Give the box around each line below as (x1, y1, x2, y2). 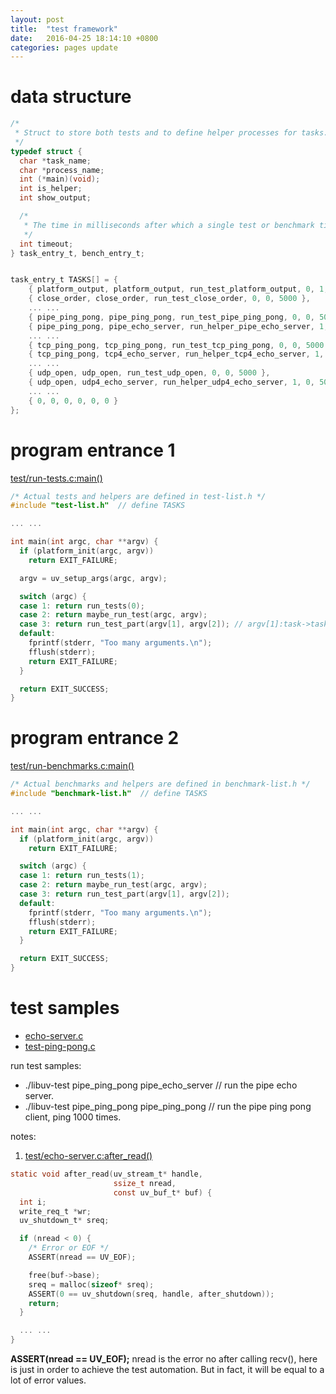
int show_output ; (19, 193, 92, 203)
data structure (10, 86, 132, 108)
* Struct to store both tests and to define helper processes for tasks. (14, 128, 329, 138)
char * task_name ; (19, 156, 92, 166)
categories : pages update (10, 42, 118, 53)
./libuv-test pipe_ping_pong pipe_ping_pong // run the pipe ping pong (24, 1101, 312, 1112)
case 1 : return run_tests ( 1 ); (19, 871, 145, 881)
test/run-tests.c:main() (10, 472, 103, 484)
